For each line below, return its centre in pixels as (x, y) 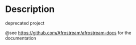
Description (30, 9)
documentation (21, 38)
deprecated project (25, 23)
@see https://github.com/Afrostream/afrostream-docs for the (68, 32)
